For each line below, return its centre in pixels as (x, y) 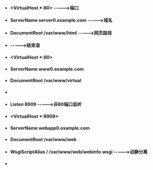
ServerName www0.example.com (47, 69)
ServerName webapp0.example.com (50, 128)
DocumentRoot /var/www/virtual (45, 81)
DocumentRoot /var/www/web (43, 140)
